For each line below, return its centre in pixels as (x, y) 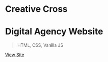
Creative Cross (36, 9)
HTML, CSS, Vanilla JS (40, 45)
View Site (15, 55)
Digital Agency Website (54, 32)
